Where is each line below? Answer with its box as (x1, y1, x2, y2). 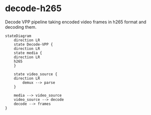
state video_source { (14, 71, 57, 77)
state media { (14, 50, 42, 55)
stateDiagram (5, 33, 32, 38)
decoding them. (5, 24, 37, 30)
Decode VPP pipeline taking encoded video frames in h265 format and (5, 19, 147, 25)
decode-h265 (5, 3, 62, 14)
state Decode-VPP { (14, 42, 53, 47)
